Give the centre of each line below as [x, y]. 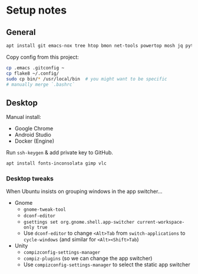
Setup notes [36, 10]
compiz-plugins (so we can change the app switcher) [88, 259]
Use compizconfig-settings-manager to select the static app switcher [107, 265]
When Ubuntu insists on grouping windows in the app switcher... [84, 191]
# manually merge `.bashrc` [41, 84]
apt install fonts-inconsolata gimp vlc [57, 163]
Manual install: [24, 117]
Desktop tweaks [30, 178]
